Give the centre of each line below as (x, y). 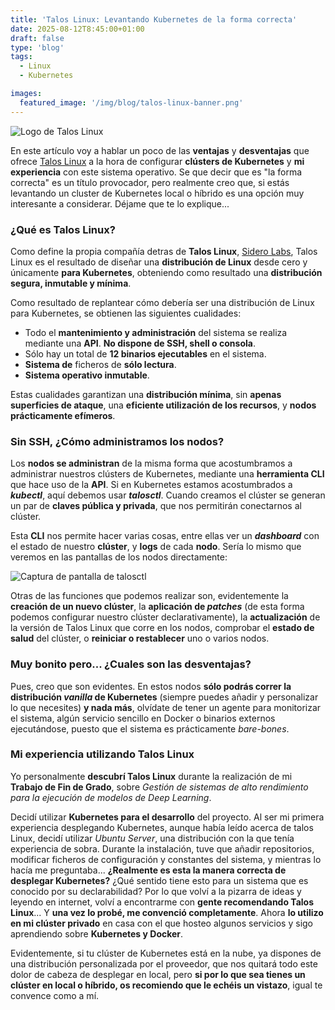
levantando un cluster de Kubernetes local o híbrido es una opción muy (157, 193)
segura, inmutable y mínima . (71, 283)
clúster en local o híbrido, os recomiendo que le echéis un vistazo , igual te (166, 985)
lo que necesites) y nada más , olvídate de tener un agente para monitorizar (166, 707)
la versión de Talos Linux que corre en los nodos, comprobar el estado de (162, 628)
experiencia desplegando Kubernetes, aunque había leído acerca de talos (162, 827)
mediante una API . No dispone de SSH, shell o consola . (140, 343)
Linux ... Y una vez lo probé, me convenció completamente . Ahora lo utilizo (167, 912)
